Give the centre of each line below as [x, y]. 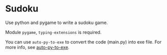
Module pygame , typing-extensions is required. [53, 32]
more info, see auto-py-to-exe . [37, 47]
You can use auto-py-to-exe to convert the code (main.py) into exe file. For [83, 42]
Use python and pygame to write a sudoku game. [56, 22]
